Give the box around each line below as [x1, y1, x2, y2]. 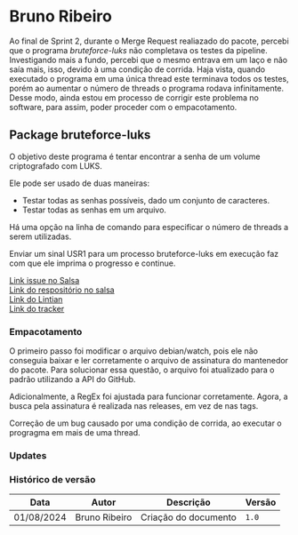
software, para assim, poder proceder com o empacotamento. [9, 101, 238, 112]
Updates [9, 449, 47, 461]
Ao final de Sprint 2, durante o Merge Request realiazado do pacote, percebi [9, 36, 289, 46]
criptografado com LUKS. [9, 160, 102, 171]
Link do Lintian [9, 293, 63, 304]
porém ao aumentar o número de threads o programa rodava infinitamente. [9, 83, 285, 93]
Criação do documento [141, 511, 238, 523]
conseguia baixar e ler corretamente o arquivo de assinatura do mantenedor [9, 355, 289, 366]
